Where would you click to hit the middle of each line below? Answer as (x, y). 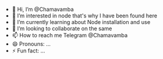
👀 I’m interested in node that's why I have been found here (85, 16)
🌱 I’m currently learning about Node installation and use (81, 22)
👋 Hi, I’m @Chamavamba (43, 9)
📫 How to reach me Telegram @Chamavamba (70, 35)
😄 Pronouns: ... (31, 44)
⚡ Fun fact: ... (28, 51)
